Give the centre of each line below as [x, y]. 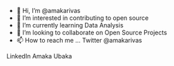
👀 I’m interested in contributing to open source [83, 18]
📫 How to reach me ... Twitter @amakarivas [79, 40]
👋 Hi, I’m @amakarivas [48, 11]
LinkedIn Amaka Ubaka [39, 56]
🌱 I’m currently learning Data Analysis [70, 25]
